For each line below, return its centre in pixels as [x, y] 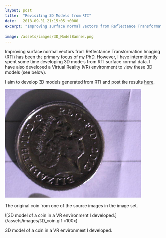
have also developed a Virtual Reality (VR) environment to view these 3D [79, 67]
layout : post [19, 10]
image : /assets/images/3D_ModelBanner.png [49, 37]
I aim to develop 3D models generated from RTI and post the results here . [80, 82]
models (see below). [26, 72]
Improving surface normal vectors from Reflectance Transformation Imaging [83, 51]
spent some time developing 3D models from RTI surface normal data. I [78, 62]
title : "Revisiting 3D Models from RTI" [48, 16]
